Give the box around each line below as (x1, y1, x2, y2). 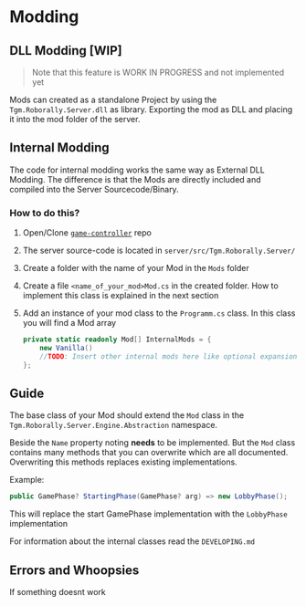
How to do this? (9, 206, 80, 219)
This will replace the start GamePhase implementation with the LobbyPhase (9, 508, 288, 519)
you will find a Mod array (22, 318, 117, 329)
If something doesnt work (9, 587, 107, 598)
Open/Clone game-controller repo (22, 227, 153, 238)
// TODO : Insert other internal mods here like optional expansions (39, 351, 301, 361)
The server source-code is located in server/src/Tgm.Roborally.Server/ (22, 245, 296, 256)
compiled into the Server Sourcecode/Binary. (9, 183, 180, 194)
